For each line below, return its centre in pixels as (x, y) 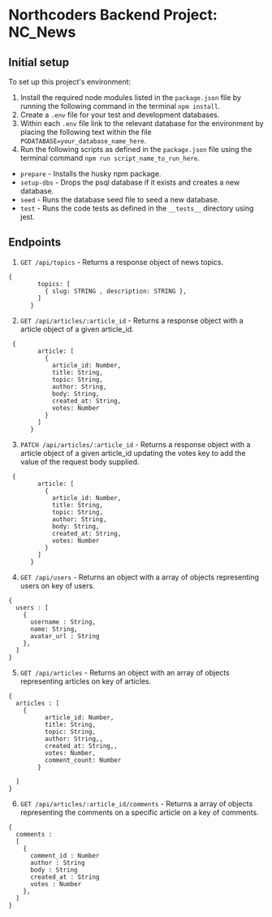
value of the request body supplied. (80, 462)
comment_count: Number (83, 760)
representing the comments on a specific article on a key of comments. (139, 812)
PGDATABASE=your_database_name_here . (83, 141)
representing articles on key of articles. (86, 681)
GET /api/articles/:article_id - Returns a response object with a (132, 320)
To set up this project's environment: (70, 82)
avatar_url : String (65, 636)
